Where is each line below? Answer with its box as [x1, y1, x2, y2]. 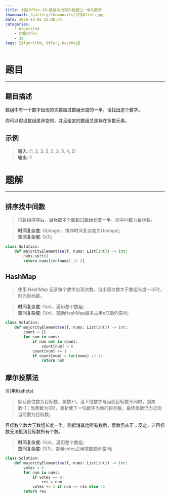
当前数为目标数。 [17, 412, 54, 418]
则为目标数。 [17, 293, 45, 299]
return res [23, 489, 47, 494]
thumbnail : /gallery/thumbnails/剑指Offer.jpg [5, 12, 104, 17]
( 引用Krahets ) [5, 388, 34, 394]
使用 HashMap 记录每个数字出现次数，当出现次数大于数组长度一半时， [17, 286, 164, 292]
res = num [41, 479, 62, 485]
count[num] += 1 [32, 348, 67, 354]
